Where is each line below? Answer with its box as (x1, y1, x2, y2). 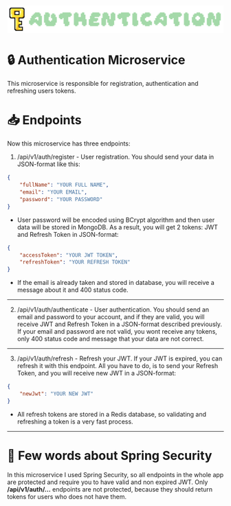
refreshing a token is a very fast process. (16, 417, 133, 426)
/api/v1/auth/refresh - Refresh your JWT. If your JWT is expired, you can (16, 354, 223, 363)
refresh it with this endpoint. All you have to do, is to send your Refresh (16, 362, 219, 370)
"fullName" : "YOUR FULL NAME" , (19, 181, 109, 189)
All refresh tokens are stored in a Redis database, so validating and (16, 410, 207, 418)
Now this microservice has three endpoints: (7, 139, 131, 148)
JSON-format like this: (16, 160, 80, 168)
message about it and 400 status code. (16, 286, 129, 294)
